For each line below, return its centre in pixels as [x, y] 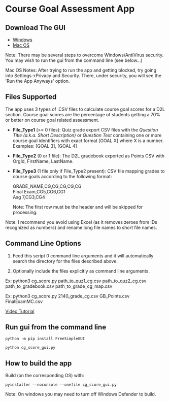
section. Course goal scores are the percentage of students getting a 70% [83, 114]
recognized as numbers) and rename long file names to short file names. [81, 227]
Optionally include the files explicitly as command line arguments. [81, 271]
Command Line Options [43, 243]
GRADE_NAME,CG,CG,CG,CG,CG [47, 186]
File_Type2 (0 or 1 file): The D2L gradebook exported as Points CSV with [89, 156]
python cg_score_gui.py [30, 348]
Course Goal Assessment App [70, 9]
